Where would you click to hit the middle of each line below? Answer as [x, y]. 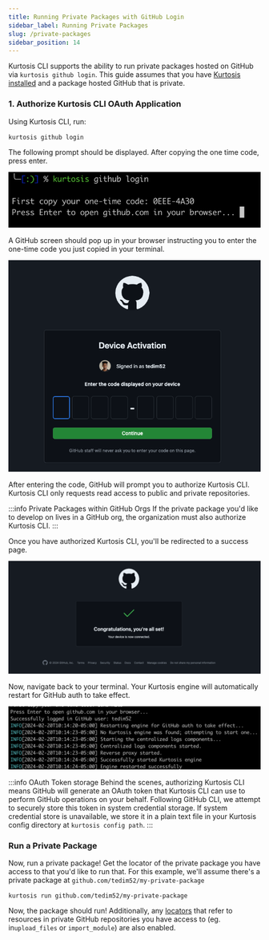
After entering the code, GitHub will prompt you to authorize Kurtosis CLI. [129, 484]
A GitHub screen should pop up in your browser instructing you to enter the [132, 241]
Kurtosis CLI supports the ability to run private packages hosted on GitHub [131, 66]
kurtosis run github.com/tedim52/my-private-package [98, 896]
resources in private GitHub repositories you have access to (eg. [114, 919]
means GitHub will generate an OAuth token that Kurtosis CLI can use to [127, 791]
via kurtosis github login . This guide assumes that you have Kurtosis [124, 75]
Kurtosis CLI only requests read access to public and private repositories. [129, 492]
